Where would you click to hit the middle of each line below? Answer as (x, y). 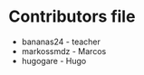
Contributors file (72, 17)
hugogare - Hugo (54, 61)
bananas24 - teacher (61, 42)
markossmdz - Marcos (64, 51)
